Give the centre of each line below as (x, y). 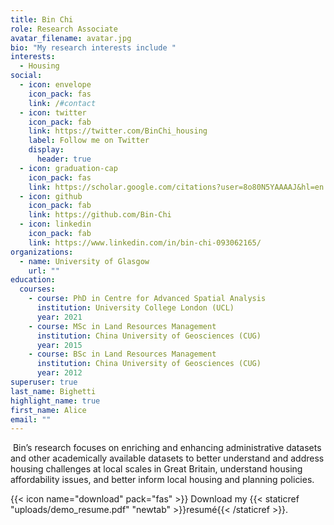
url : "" (44, 271)
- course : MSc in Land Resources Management (122, 326)
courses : (37, 289)
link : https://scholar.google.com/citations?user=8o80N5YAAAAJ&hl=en (176, 187)
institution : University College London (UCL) (135, 308)
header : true (64, 159)
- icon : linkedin (55, 224)
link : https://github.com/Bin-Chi (100, 215)
